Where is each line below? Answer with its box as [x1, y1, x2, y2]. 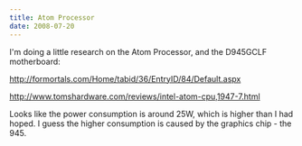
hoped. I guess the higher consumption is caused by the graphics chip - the [9, 118, 292, 129]
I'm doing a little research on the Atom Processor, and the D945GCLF [9, 46, 268, 57]
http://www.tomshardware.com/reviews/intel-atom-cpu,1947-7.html [9, 91, 260, 102]
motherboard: [9, 56, 61, 67]
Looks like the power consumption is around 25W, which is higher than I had [9, 108, 294, 119]
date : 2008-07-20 [9, 22, 75, 31]
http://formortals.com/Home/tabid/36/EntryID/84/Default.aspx [9, 73, 241, 84]
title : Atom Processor [9, 13, 95, 23]
